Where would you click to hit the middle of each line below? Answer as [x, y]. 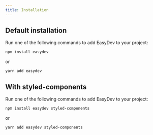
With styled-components [46, 87]
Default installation [36, 31]
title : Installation [27, 10]
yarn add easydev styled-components [44, 127]
